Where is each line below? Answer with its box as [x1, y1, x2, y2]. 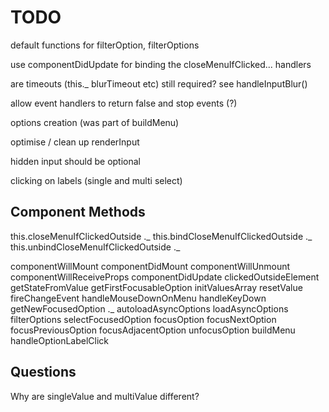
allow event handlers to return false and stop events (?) [10, 97, 238, 109]
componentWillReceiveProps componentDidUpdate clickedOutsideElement [10, 271, 320, 283]
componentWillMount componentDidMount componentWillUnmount [10, 260, 291, 272]
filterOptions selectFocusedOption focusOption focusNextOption [10, 313, 277, 325]
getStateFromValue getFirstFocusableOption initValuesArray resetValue [10, 281, 303, 293]
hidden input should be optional [10, 155, 141, 167]
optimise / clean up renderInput [10, 136, 140, 148]
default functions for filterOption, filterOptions [10, 39, 200, 51]
